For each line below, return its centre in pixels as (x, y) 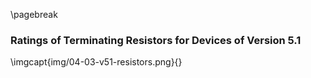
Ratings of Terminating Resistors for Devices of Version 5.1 (156, 40)
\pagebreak (34, 14)
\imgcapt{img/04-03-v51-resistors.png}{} (96, 62)
